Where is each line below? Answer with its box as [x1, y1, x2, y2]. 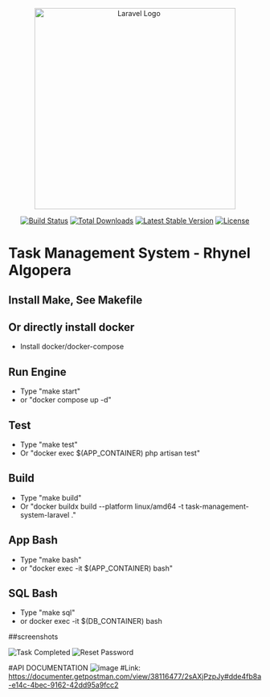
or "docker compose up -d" [19, 395, 112, 405]
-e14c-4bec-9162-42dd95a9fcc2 [8, 680, 119, 690]
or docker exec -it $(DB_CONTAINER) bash [19, 617, 162, 626]
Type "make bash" [19, 555, 82, 564]
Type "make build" [19, 493, 82, 502]
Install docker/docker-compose [19, 342, 125, 352]
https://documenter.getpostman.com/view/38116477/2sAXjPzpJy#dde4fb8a [8, 672, 262, 682]
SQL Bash [8, 587, 58, 600]
